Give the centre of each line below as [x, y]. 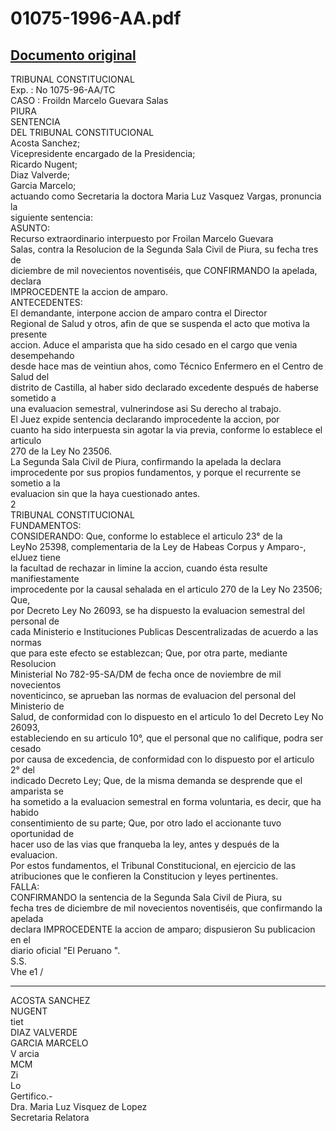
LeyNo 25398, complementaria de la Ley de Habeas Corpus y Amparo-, [158, 546]
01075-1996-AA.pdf [96, 18]
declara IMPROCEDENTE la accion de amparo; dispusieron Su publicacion [163, 929]
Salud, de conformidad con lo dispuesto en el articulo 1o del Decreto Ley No [167, 716]
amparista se [37, 791]
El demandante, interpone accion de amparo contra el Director [139, 313]
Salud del [30, 376]
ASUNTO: [30, 228]
